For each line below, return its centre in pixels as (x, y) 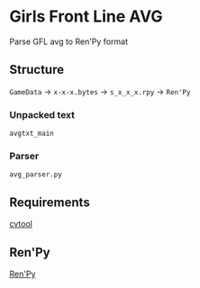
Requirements (50, 202)
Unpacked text (42, 114)
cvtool (21, 224)
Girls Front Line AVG (86, 17)
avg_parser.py (36, 175)
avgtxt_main (32, 134)
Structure (37, 70)
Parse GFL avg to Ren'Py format (69, 41)
